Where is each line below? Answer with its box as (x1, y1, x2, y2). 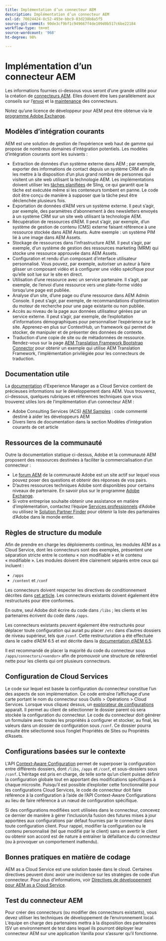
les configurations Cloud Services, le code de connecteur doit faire (5, 787, 142, 793)
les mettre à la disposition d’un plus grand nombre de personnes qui (12, 171, 151, 177)
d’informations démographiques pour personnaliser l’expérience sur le (12, 318, 156, 325)
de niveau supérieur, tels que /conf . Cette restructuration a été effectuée (5, 633, 153, 639)
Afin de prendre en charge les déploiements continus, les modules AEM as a (5, 541, 161, 548)
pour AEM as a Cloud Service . (5, 882, 66, 888)
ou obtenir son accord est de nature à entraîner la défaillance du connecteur (5, 833, 161, 839)
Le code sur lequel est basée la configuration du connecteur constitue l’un (5, 685, 157, 692)
